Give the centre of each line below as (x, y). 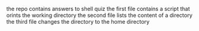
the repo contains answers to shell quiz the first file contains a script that (98, 9)
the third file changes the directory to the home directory (78, 22)
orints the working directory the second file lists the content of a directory (99, 15)
